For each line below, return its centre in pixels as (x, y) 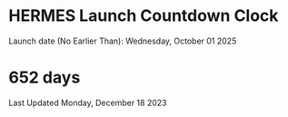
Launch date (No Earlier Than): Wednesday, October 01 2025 (123, 41)
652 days (45, 78)
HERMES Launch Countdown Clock (144, 16)
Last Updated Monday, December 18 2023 (88, 102)
